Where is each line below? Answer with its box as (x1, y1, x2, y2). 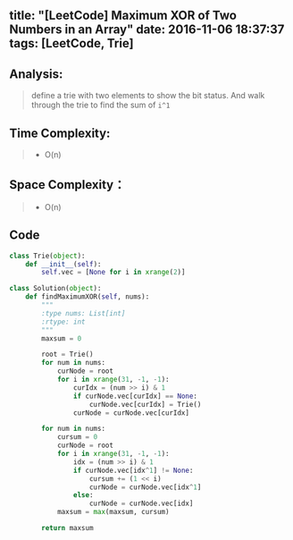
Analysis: (9, 66, 63, 81)
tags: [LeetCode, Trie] (9, 36, 134, 51)
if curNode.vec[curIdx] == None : (72, 392, 198, 401)
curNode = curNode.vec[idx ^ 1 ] (88, 483, 202, 492)
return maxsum (41, 524, 94, 533)
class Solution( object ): (9, 284, 102, 293)
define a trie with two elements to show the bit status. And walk (30, 90, 265, 101)
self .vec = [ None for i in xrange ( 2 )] (41, 268, 186, 277)
